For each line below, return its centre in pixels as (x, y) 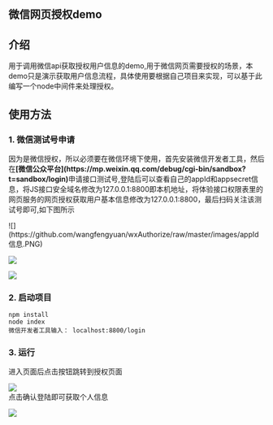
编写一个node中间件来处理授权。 (63, 86)
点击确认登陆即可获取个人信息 (58, 397)
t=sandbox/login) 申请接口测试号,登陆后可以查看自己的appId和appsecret (130, 179)
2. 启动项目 (30, 297)
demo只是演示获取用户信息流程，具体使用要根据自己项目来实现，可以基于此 (135, 76)
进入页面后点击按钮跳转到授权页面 (65, 371)
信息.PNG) (26, 244)
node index (27, 322)
